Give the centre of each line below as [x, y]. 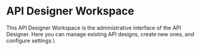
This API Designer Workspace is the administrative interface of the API [94, 28]
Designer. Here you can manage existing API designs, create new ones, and [100, 34]
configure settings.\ [31, 40]
